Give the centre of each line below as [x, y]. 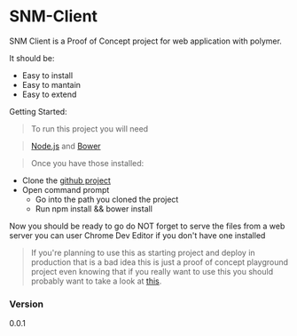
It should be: [32, 58]
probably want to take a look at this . [96, 281]
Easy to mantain [51, 84]
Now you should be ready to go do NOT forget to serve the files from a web [147, 226]
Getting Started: [39, 111]
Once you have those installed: [87, 163]
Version [27, 304]
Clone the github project [66, 180]
